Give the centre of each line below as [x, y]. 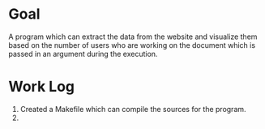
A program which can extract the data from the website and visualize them [133, 37]
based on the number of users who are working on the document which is [132, 45]
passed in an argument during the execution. [83, 54]
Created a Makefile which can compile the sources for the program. [133, 109]
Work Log [42, 87]
